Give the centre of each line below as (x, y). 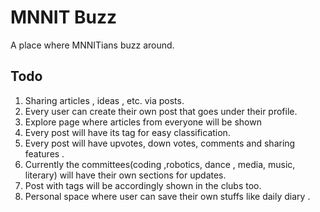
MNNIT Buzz (63, 17)
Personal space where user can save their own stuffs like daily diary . (167, 196)
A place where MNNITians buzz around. (92, 45)
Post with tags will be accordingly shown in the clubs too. (143, 185)
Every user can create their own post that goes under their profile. (161, 111)
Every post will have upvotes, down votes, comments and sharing (160, 143)
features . (44, 153)
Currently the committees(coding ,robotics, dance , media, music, (160, 164)
